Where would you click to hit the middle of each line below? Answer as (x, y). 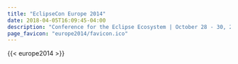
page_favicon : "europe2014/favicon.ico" (68, 33)
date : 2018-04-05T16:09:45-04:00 (57, 20)
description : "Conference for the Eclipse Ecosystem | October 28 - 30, (117, 27)
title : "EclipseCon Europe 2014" (57, 14)
